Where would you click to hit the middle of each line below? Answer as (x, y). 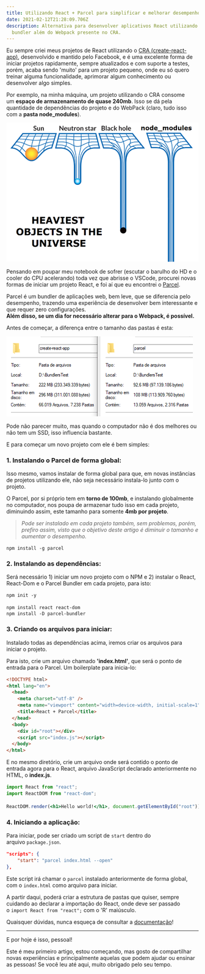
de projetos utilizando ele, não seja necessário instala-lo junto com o (93, 480)
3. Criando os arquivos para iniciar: (59, 629)
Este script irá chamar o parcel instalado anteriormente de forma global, (97, 878)
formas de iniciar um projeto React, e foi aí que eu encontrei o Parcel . (93, 284)
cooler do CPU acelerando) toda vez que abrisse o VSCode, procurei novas (101, 278)
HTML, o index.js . (29, 775)
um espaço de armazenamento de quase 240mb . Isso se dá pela (89, 102)
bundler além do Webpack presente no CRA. (67, 32)
